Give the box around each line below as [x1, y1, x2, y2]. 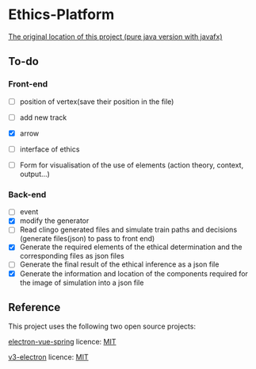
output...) [19, 169, 50, 179]
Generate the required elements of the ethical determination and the [19, 242, 243, 252]
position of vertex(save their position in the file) [19, 97, 174, 106]
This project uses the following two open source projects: [8, 321, 197, 331]
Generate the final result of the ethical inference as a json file [19, 259, 220, 269]
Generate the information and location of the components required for [19, 268, 248, 279]
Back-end [8, 189, 47, 200]
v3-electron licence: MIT [8, 352, 89, 362]
